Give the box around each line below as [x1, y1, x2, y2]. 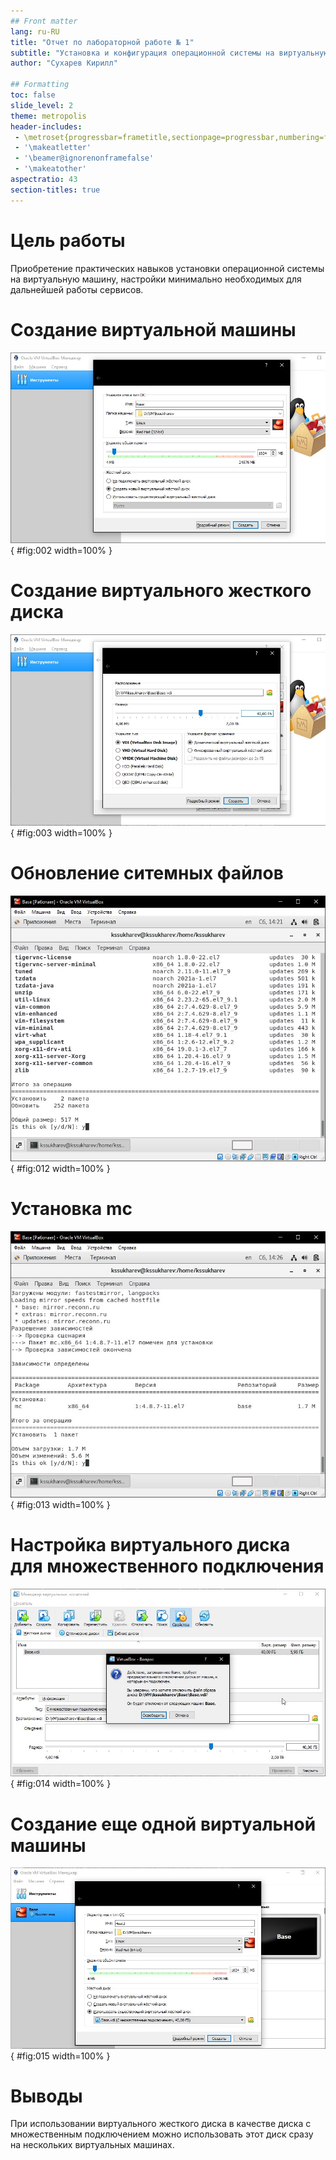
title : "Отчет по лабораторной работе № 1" [10, 37, 195, 47]
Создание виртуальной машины [10, 318, 297, 341]
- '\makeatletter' [14, 143, 92, 153]
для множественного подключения [10, 1555, 325, 1577]
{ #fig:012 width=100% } [10, 1163, 111, 1175]
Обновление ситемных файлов [10, 862, 284, 885]
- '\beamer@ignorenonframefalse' [14, 153, 155, 164]
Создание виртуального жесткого [10, 580, 312, 602]
